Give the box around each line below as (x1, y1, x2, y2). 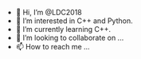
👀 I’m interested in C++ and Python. (15, 16, 133, 26)
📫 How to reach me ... (15, 42, 90, 51)
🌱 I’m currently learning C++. (15, 25, 112, 33)
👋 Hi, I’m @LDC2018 (15, 8, 82, 17)
